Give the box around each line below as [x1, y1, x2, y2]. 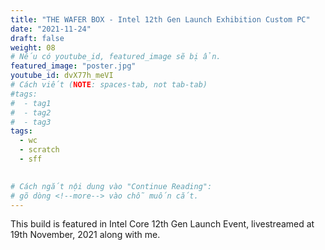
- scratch [19, 145, 60, 155]
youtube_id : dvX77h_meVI [10, 71, 114, 81]
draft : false [10, 33, 65, 43]
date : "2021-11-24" [10, 24, 92, 34]
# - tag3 [10, 117, 52, 127]
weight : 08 [10, 42, 56, 53]
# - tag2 [10, 107, 52, 118]
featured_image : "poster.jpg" [10, 61, 137, 71]
